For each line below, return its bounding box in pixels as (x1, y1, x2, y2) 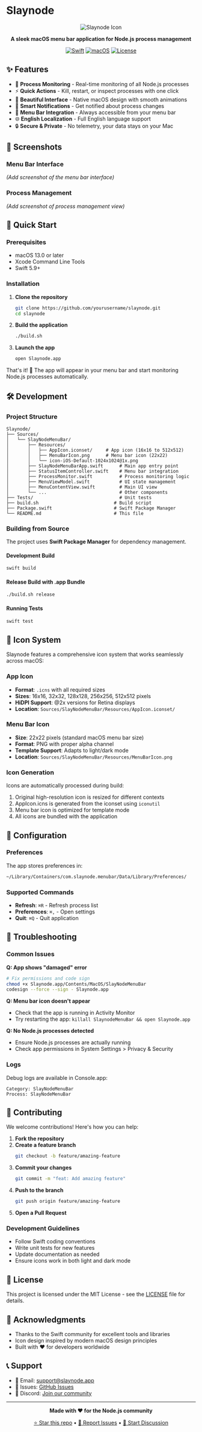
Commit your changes (14, 1164, 72, 1172)
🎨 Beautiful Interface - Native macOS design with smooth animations (14, 96, 188, 103)
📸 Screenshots (6, 142, 63, 153)
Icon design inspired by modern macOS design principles (14, 1337, 158, 1344)
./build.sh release (6, 591, 55, 598)
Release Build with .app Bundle (6, 578, 85, 585)
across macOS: (6, 657, 44, 664)
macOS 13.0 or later (14, 251, 64, 259)
